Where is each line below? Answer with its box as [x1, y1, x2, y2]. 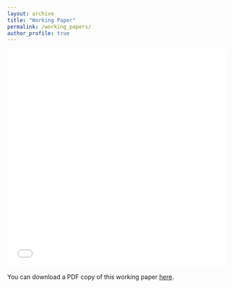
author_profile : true [7, 29, 70, 37]
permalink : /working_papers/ [7, 23, 92, 30]
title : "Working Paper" [7, 17, 76, 24]
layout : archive [7, 10, 54, 17]
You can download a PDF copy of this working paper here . [7, 273, 174, 281]
